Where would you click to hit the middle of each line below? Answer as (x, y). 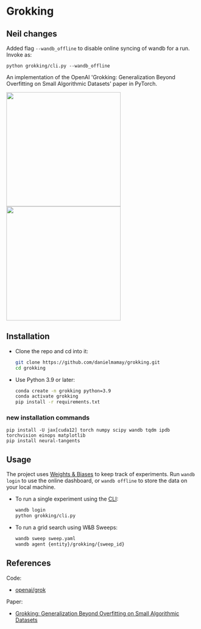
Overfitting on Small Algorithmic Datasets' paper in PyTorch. (82, 84)
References (29, 564)
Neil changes (32, 34)
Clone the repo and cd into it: (51, 351)
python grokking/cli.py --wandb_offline (58, 66)
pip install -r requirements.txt (58, 402)
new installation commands (48, 418)
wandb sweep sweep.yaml (45, 539)
